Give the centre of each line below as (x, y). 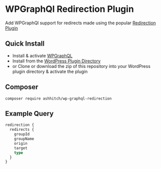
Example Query (29, 113)
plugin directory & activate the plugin (50, 71)
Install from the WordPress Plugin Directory (56, 61)
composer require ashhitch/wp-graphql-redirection (58, 98)
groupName (24, 139)
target (21, 148)
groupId (22, 134)
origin (21, 143)
